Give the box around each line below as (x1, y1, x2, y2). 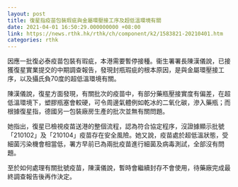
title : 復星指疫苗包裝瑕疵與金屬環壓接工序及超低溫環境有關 (7, 17, 161, 24)
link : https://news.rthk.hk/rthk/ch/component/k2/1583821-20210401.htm (7, 30, 223, 37)
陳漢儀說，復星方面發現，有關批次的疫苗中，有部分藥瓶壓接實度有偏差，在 (7, 90, 225, 98)
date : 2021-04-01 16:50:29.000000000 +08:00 (7, 23, 141, 30)
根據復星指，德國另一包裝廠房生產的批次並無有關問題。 (7, 107, 169, 116)
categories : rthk (7, 37, 59, 44)
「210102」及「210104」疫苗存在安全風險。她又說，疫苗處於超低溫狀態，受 (7, 131, 229, 140)
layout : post (7, 10, 46, 18)
